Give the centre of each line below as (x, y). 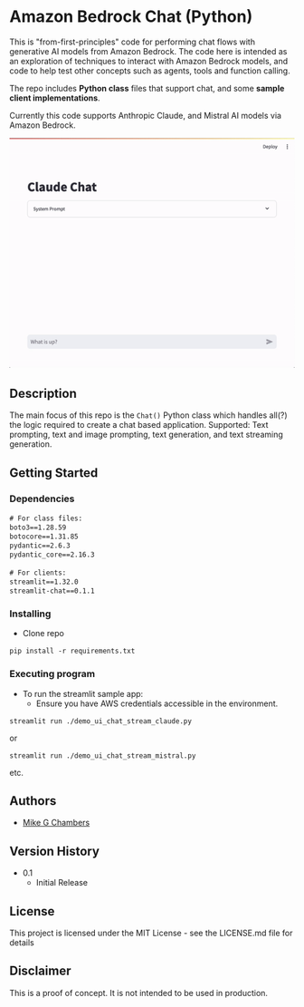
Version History (54, 851)
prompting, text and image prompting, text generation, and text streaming (146, 435)
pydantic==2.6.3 (40, 546)
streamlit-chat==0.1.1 (52, 591)
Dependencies (42, 499)
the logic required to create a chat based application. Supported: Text (139, 425)
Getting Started (54, 473)
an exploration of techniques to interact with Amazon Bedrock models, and (149, 61)
